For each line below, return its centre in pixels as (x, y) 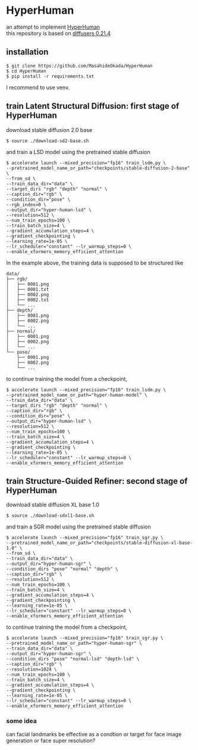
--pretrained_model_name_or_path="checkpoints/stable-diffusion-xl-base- (100, 543)
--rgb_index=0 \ (26, 205)
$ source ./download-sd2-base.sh (48, 141)
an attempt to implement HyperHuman (53, 27)
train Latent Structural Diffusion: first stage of (93, 106)
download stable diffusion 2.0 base (49, 130)
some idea (21, 721)
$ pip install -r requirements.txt (50, 76)
